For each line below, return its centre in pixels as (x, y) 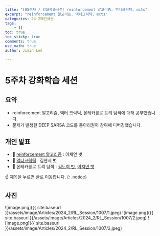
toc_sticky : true (23, 37)
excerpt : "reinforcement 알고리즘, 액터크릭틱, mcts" (56, 14)
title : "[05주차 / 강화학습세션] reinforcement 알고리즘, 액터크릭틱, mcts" (76, 10)
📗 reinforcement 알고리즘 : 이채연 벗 (47, 154)
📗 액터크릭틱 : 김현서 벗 (34, 161)
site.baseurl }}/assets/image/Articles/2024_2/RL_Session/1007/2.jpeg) (76, 218)
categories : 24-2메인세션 (29, 19)
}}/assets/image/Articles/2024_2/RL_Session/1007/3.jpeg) (64, 228)
